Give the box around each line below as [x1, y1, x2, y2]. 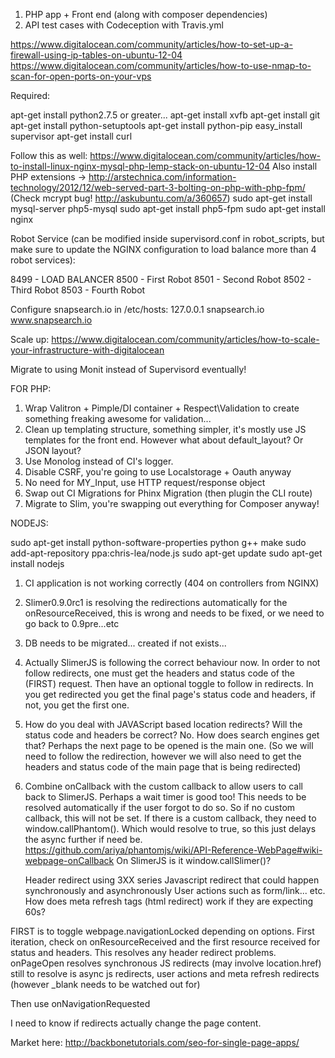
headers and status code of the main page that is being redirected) [24, 761, 302, 773]
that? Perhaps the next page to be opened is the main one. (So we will [24, 740, 314, 751]
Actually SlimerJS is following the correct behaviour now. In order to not [24, 657, 321, 668]
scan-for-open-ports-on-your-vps [10, 70, 152, 82]
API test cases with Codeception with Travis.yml [24, 19, 224, 31]
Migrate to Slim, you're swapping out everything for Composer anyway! [24, 498, 320, 509]
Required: [10, 90, 51, 101]
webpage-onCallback [24, 855, 115, 866]
